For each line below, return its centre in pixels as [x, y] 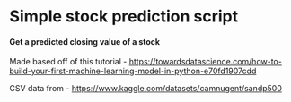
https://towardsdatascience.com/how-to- [206, 62]
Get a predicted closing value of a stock [84, 41]
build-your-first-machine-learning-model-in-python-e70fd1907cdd [133, 71]
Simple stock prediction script [124, 17]
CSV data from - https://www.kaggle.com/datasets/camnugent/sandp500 [146, 89]
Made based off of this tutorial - [68, 62]
